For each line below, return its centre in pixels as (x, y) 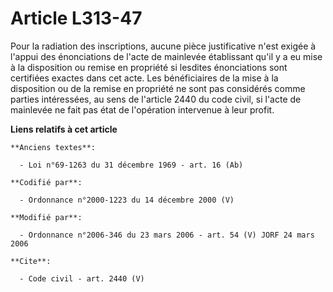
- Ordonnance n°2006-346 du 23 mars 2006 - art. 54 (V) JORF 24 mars (167, 235)
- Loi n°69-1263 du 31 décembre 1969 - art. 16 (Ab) (131, 165)
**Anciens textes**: (53, 147)
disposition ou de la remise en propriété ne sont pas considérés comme (158, 88)
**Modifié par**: (46, 217)
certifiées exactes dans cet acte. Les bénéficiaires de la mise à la (144, 78)
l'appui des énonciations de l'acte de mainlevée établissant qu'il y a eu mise (166, 56)
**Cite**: (31, 261)
